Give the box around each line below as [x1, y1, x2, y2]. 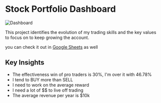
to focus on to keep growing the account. [5, 34, 89, 40]
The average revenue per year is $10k [12, 92, 90, 98]
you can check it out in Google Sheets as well [5, 44, 98, 50]
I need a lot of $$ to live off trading [12, 87, 84, 93]
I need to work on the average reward [12, 82, 89, 88]
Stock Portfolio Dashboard [5, 3, 116, 15]
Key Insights [5, 58, 45, 67]
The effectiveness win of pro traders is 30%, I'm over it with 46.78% [12, 71, 152, 77]
